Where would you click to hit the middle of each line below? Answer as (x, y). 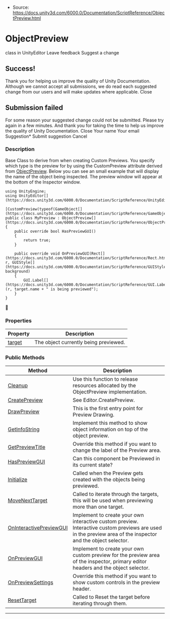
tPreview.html (27, 18)
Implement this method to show (110, 423)
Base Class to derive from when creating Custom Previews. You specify (80, 160)
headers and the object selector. (111, 568)
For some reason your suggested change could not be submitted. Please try (84, 120)
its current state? (93, 465)
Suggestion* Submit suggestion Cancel (46, 136)
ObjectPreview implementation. (110, 392)
